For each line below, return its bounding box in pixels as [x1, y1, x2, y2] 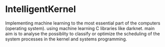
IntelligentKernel [5, 3, 76, 15]
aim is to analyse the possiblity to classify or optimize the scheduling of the [5, 30, 160, 36]
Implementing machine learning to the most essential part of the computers [5, 20, 160, 26]
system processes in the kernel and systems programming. [5, 36, 127, 42]
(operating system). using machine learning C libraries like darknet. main [5, 25, 155, 31]
